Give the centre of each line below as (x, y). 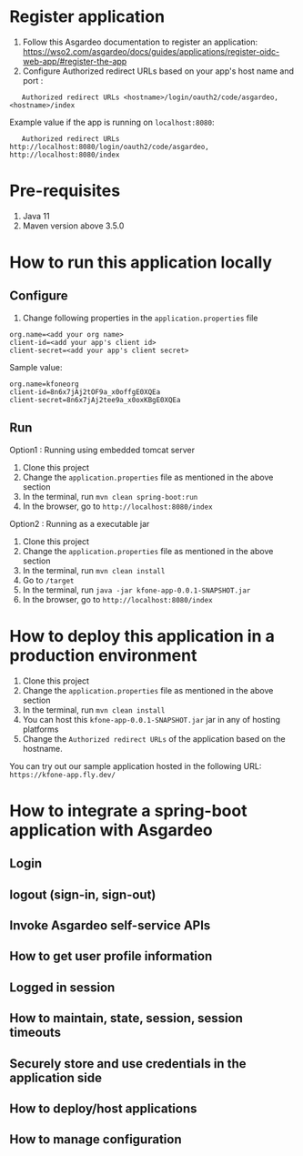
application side (56, 1077)
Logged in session (62, 987)
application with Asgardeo (111, 830)
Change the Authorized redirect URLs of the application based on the (154, 738)
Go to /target (48, 580)
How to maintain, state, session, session (126, 1018)
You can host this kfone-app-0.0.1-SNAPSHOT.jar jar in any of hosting (151, 719)
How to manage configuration (96, 1140)
